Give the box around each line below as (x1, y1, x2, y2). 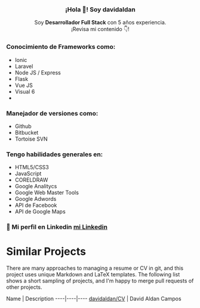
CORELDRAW (14, 176, 48, 183)
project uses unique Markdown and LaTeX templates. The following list (6, 271, 180, 278)
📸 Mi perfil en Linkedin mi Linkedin (6, 223, 107, 231)
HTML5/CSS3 (14, 164, 49, 171)
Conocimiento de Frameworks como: (6, 43, 116, 51)
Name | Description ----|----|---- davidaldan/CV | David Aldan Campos (6, 295, 181, 303)
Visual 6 (14, 88, 35, 95)
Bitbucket (14, 129, 39, 136)
